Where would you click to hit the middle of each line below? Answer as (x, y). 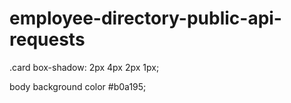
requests (47, 39)
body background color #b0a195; (78, 86)
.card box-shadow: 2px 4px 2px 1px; (84, 67)
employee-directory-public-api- (145, 18)
